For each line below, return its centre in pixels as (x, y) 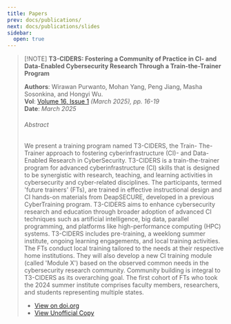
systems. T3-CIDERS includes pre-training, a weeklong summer (114, 234)
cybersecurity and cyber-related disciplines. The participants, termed (123, 183)
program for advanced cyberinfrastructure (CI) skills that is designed (122, 168)
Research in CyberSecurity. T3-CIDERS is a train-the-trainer (134, 161)
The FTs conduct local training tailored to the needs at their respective (124, 248)
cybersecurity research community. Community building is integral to (122, 270)
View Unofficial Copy (64, 313)
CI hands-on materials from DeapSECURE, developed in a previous (119, 197)
